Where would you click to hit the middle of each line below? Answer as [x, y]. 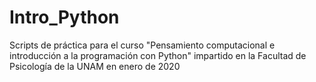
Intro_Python [64, 17]
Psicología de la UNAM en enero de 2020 [95, 66]
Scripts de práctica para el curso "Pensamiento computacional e [142, 45]
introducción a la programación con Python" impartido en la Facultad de [158, 55]
